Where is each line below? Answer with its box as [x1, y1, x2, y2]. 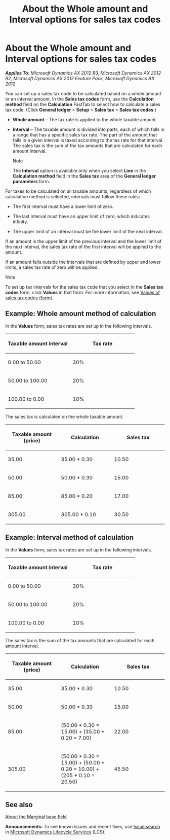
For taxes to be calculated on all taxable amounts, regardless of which [5, 188, 151, 194]
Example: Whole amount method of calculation [5, 309, 156, 318]
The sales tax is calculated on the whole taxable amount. [5, 413, 124, 419]
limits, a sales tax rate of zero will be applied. [5, 264, 99, 270]
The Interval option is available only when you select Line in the [12, 167, 146, 173]
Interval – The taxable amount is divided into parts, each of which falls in [12, 126, 165, 132]
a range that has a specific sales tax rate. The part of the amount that [12, 131, 157, 137]
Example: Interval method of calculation [5, 533, 134, 542]
